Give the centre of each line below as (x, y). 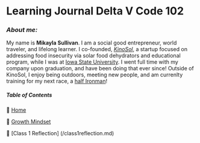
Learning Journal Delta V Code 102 (95, 11)
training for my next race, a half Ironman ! (57, 81)
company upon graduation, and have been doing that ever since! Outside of (100, 68)
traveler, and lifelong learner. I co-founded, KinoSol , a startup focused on (97, 49)
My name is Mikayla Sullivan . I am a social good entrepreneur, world (92, 43)
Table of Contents (29, 95)
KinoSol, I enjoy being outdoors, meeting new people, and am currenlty (95, 75)
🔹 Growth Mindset (29, 122)
